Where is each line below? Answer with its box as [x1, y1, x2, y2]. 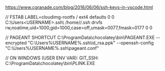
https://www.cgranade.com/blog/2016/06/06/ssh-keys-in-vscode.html [5, 5, 153, 10]
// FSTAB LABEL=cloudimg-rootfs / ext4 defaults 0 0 [5, 14, 115, 20]
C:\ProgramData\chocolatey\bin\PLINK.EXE [5, 60, 95, 66]
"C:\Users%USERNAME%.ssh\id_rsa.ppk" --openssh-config [27, 40, 154, 46]
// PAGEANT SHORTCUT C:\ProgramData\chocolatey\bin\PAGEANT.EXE [5, 35, 155, 40]
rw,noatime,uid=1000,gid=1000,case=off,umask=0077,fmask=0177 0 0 [5, 25, 153, 31]
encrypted [5, 40, 27, 46]
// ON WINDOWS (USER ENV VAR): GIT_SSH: [5, 55, 99, 61]
